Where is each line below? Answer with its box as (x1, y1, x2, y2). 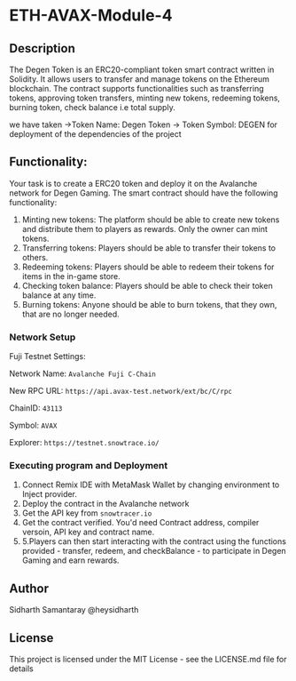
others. (21, 252, 49, 262)
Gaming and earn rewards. (21, 555, 120, 565)
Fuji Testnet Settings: (9, 351, 86, 362)
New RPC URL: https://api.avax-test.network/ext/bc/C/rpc (9, 386, 232, 397)
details (9, 663, 34, 674)
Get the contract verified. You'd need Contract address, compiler (21, 517, 260, 528)
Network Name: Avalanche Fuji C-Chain (9, 368, 157, 379)
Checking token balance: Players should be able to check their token (21, 280, 273, 291)
